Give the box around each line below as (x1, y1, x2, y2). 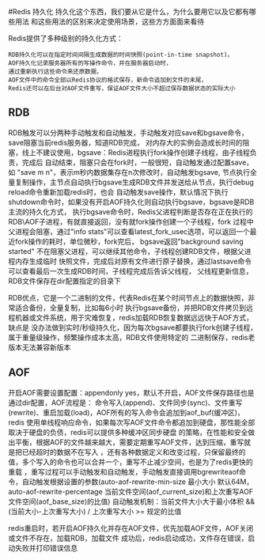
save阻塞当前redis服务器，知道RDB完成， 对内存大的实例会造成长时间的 (8, 138, 243, 147)
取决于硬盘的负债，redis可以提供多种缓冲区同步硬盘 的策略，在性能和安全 (8, 427, 248, 437)
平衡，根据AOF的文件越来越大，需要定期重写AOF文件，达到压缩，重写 (14, 437, 244, 447)
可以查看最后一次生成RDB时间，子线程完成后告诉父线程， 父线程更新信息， (8, 266, 253, 275)
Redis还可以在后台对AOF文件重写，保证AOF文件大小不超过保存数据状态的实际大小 (8, 85, 236, 93)
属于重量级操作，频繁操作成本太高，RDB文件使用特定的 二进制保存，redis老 (8, 332, 256, 342)
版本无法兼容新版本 (8, 342, 71, 352)
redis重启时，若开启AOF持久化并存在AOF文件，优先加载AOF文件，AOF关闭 (8, 523, 254, 532)
